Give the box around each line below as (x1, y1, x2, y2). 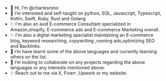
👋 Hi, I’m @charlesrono (10, 5, 59, 11)
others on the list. (10, 54, 48, 60)
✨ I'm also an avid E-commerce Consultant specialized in (10, 21, 131, 27)
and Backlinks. (10, 43, 41, 49)
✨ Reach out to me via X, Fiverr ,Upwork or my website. (10, 70, 128, 76)
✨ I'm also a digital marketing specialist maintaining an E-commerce (10, 32, 154, 38)
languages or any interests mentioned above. (10, 65, 106, 70)
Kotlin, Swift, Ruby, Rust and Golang (10, 16, 86, 21)
